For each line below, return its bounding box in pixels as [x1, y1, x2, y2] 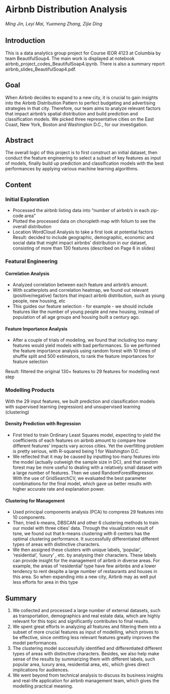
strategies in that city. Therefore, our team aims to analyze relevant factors [5, 105, 161, 111]
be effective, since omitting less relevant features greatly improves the [12, 634, 160, 640]
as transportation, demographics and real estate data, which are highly [12, 613, 160, 619]
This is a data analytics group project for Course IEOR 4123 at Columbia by [5, 50, 161, 56]
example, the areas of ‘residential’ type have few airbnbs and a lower [12, 563, 157, 569]
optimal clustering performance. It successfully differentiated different [12, 536, 159, 542]
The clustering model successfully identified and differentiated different [12, 645, 162, 651]
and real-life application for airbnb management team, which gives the [12, 677, 159, 683]
